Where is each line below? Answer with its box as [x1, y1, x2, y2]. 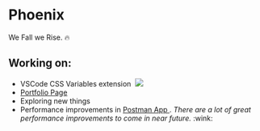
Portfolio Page [19, 87, 68, 97]
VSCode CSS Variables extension [19, 78, 132, 88]
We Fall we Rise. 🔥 [8, 32, 70, 42]
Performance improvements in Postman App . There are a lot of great [19, 104, 252, 114]
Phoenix [8, 6, 65, 24]
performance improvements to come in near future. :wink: [19, 113, 213, 123]
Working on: [8, 57, 72, 70]
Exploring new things [19, 95, 90, 106]
